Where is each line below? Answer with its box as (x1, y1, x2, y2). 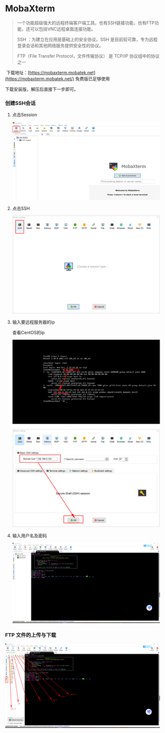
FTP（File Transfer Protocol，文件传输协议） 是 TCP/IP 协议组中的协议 (17, 53, 160, 59)
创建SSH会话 (5, 99, 36, 106)
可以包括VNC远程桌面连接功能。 (30, 26, 96, 32)
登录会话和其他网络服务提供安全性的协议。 (17, 42, 104, 48)
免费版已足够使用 (75, 76, 110, 82)
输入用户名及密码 (12, 532, 47, 538)
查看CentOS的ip (12, 329, 45, 335)
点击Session (12, 112, 37, 118)
